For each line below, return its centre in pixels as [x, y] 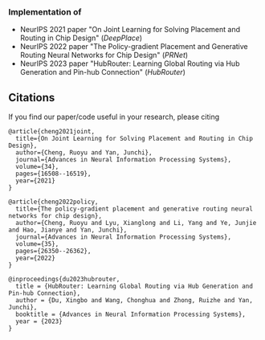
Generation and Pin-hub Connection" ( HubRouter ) [103, 72]
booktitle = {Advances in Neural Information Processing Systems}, [131, 315]
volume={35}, [37, 244]
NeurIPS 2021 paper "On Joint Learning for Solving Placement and [130, 30]
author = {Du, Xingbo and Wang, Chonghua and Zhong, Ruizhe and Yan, [134, 301]
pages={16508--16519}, [53, 174]
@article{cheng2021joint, [51, 132]
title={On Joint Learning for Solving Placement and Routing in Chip [134, 139]
